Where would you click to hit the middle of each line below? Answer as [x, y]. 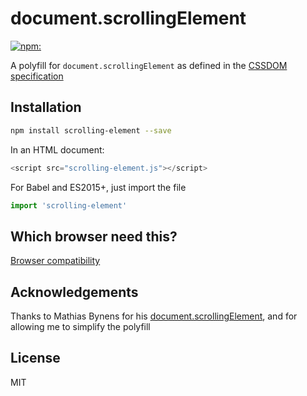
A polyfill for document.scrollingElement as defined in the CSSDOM [149, 65]
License [35, 358]
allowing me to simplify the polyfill [80, 326]
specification [37, 76]
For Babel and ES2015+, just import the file [98, 187]
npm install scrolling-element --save [91, 130]
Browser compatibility [55, 261]
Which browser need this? [94, 236]
